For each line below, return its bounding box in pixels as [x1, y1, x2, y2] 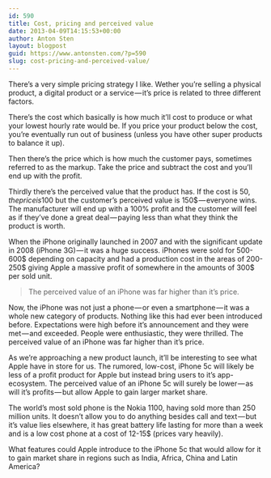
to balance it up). [8, 138, 65, 147]
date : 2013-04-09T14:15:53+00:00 [8, 27, 121, 35]
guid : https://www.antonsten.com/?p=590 [8, 49, 147, 58]
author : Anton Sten [8, 34, 74, 43]
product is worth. [8, 220, 66, 231]
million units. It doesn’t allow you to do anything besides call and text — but [8, 411, 257, 421]
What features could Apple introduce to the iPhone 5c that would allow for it [8, 444, 261, 454]
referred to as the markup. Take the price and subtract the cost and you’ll [8, 162, 253, 172]
